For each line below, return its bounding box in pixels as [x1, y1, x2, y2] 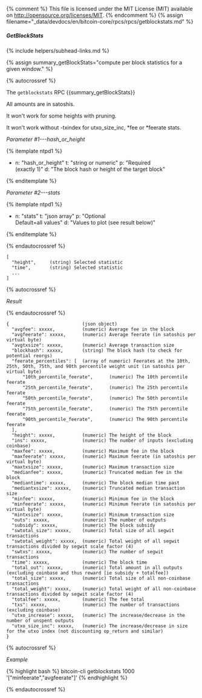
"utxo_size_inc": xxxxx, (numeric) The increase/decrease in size [11, 623, 188, 629]
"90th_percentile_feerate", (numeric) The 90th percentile [22, 416, 188, 423]
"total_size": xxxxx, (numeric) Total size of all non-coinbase [11, 575, 191, 581]
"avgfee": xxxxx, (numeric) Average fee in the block [11, 326, 174, 332]
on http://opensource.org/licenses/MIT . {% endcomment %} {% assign [6, 12, 183, 19]
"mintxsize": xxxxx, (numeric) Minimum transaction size [11, 512, 174, 518]
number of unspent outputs [6, 617, 74, 624]
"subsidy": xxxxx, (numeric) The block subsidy [11, 522, 155, 528]
